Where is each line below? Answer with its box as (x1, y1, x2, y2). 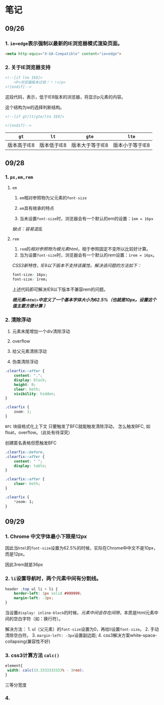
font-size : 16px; (12, 273, 48, 277)
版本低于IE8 (39, 142, 67, 149)
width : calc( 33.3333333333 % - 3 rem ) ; (7, 668, 84, 673)
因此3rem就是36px (5, 562, 43, 568)
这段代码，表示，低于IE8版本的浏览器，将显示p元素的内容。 (5, 94, 126, 100)
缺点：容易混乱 (12, 226, 43, 232)
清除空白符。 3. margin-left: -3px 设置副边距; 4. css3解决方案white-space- (5, 632, 158, 638)
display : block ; (14, 378, 47, 382)
